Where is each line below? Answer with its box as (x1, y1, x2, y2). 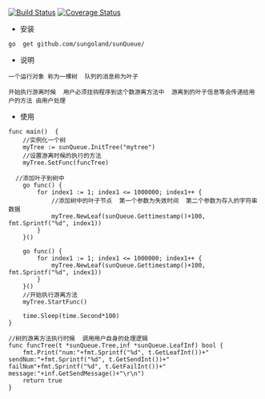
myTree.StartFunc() (22, 298, 88, 306)
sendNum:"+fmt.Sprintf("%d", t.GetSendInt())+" (8, 356, 171, 364)
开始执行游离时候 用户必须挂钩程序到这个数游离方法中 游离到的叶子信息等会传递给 (8, 88, 250, 96)
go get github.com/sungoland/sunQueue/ (8, 40, 146, 48)
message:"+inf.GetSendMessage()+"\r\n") (8, 369, 146, 377)
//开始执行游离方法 (22, 291, 78, 299)
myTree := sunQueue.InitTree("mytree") (22, 143, 156, 151)
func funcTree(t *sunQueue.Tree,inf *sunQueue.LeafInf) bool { (8, 341, 224, 349)
